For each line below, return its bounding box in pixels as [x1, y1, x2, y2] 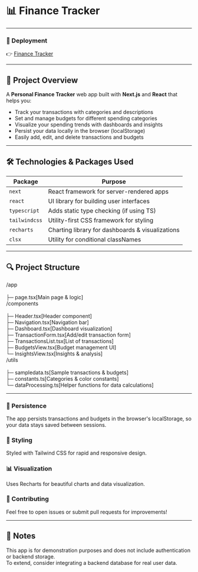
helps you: [6, 97, 32, 104]
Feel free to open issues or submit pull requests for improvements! [6, 508, 167, 515]
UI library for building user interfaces [48, 197, 150, 205]
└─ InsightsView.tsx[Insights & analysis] [6, 350, 103, 357]
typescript [9, 207, 39, 214]
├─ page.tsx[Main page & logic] [6, 293, 84, 300]
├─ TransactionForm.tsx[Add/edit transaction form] [6, 331, 131, 338]
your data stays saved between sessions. [6, 421, 107, 428]
